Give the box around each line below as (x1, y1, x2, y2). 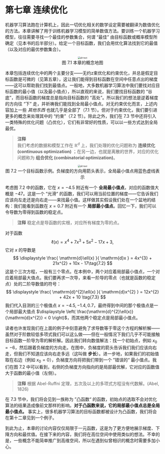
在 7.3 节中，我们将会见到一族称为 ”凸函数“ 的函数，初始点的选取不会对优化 (5, 396, 157, 402)
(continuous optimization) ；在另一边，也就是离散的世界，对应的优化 (17, 148, 159, 154)
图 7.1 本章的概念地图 (61, 60, 104, 65)
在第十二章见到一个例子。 (5, 415, 57, 421)
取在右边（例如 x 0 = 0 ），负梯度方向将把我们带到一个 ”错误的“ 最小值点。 (5, 357, 153, 364)
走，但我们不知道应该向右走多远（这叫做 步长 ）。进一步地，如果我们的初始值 (5, 351, 159, 357)
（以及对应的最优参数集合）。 (5, 46, 63, 52)
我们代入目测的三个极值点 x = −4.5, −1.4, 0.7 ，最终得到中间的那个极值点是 (5, 302, 154, 308)
